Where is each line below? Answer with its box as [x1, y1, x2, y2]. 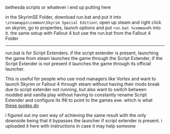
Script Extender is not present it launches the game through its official [5, 60, 151, 66]
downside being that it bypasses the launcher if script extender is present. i [5, 118, 162, 123]
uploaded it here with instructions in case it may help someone [5, 123, 136, 129]
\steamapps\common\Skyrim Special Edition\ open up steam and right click [5, 20, 162, 25]
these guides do [5, 103, 39, 108]
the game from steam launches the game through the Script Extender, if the [5, 55, 163, 61]
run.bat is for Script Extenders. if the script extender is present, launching [5, 50, 158, 56]
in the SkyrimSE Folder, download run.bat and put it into [5, 14, 121, 20]
